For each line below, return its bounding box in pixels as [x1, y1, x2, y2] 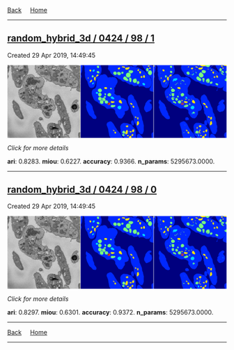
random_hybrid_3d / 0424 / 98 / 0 [7, 184, 157, 196]
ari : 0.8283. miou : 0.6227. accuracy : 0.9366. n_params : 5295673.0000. [7, 157, 215, 166]
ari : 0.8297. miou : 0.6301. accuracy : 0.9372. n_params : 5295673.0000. [7, 308, 214, 317]
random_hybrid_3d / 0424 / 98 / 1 [7, 33, 155, 45]
